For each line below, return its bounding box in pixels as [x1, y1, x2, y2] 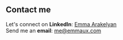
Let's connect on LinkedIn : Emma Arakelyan [5, 20, 117, 27]
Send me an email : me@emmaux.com [5, 27, 102, 34]
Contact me [5, 5, 51, 15]
